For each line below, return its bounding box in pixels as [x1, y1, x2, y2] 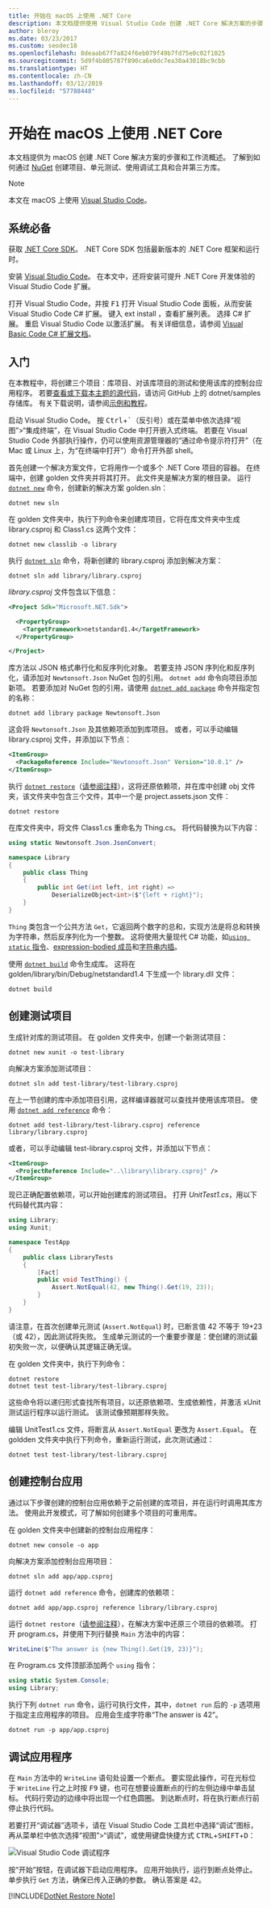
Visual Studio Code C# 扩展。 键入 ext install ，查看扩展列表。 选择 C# [8, 309, 243, 319]
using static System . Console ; [8, 1677, 110, 1685]
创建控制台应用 [8, 1475, 83, 1489]
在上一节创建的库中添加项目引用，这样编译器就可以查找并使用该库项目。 [8, 1095, 248, 1104]
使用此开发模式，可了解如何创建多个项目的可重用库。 [23, 1507, 202, 1517]
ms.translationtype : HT [8, 65, 89, 73]
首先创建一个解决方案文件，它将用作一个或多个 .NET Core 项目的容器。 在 [8, 462, 254, 473]
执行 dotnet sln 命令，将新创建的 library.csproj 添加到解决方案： [8, 555, 223, 565]
